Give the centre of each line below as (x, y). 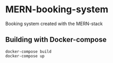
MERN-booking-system (57, 9)
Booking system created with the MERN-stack (54, 24)
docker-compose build (29, 51)
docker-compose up (25, 56)
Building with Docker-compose (56, 40)
